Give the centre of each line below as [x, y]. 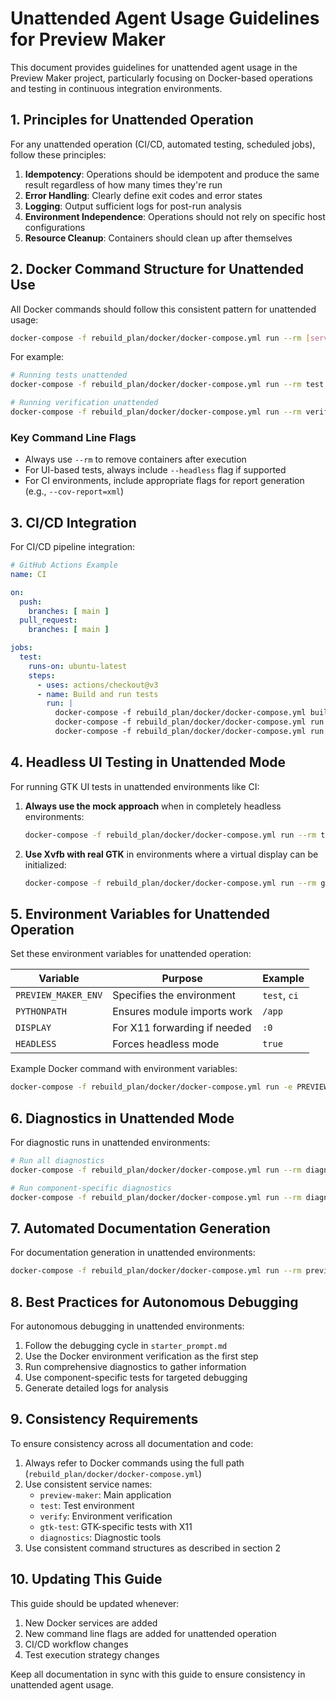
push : [31, 602]
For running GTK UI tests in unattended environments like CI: [135, 786]
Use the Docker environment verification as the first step [141, 1356]
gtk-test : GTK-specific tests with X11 [116, 1526]
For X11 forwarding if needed [182, 1028]
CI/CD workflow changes [76, 1644]
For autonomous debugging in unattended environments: [127, 1326]
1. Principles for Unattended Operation [132, 120]
